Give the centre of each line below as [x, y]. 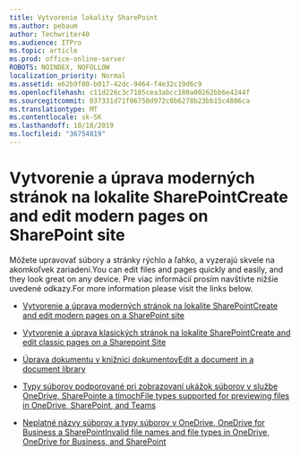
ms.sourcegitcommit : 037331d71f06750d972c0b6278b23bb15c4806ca [130, 101]
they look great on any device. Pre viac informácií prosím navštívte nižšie [144, 279]
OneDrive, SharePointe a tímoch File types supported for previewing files [156, 395]
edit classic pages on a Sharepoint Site [94, 342]
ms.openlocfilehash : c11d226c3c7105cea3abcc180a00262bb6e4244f [130, 92]
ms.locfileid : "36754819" [57, 134]
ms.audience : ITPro [46, 42]
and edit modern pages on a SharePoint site [103, 315]
